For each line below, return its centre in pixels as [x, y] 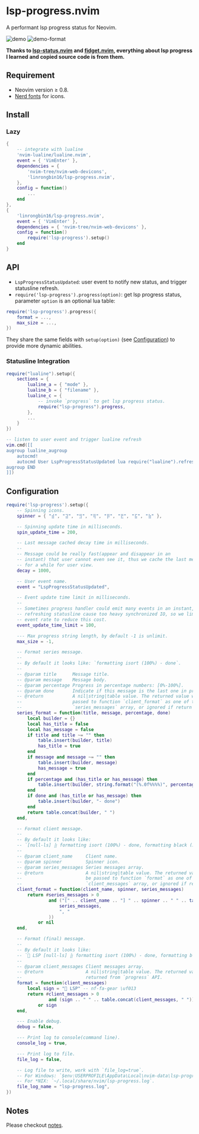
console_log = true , [42, 1043]
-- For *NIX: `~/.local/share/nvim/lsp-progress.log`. [86, 1081]
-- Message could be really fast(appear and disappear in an [94, 554]
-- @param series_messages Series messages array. [81, 867]
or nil [46, 922]
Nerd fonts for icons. [40, 96]
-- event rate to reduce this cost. [62, 619]
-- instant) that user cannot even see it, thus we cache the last [102, 560]
